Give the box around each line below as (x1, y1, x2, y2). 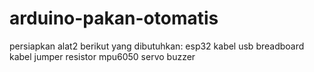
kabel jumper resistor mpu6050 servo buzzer (9, 50, 196, 62)
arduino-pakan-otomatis (9, 7, 219, 30)
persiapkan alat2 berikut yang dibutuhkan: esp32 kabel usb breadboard (9, 40, 305, 52)
